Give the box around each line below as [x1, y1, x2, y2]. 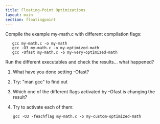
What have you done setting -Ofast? [12, 69, 89, 75]
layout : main [5, 12, 33, 17]
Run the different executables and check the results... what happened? [5, 59, 154, 65]
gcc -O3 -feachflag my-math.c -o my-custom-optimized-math [12, 114, 142, 119]
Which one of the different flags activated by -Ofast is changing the [12, 89, 155, 95]
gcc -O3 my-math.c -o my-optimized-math [12, 46, 100, 51]
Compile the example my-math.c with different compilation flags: [5, 31, 142, 37]
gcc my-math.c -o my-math [12, 41, 67, 46]
